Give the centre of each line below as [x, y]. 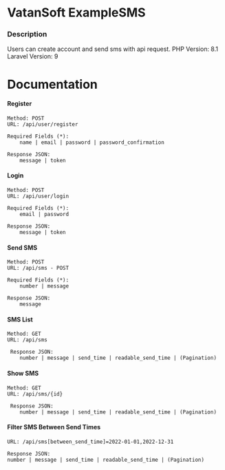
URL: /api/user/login [38, 196]
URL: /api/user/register [43, 124]
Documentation [53, 84]
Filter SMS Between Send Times [54, 427]
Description [27, 34]
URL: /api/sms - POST [38, 268]
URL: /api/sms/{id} [35, 394]
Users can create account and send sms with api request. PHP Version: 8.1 [113, 49]
